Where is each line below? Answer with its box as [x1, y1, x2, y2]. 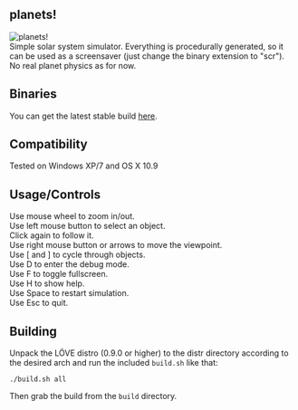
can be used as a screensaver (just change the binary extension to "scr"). [9, 50, 285, 62]
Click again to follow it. [9, 230, 94, 241]
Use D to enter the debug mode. [9, 259, 130, 270]
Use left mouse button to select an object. [9, 221, 166, 232]
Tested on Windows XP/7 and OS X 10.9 [9, 160, 159, 171]
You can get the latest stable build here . [9, 110, 159, 121]
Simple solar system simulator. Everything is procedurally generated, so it [9, 41, 284, 52]
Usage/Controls [9, 186, 101, 202]
